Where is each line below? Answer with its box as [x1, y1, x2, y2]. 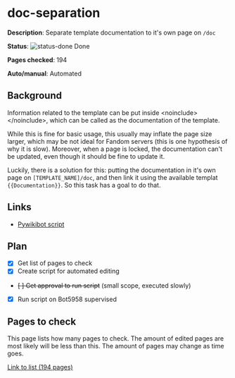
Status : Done [7, 42, 90, 50]
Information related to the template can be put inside [7, 108, 160, 117]
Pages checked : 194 [7, 55, 68, 64]
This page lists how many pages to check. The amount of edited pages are [7, 334, 224, 343]
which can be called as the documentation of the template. [49, 116, 220, 124]
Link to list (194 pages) [7, 363, 73, 372]
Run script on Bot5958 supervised [17, 295, 118, 303]
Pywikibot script [17, 220, 65, 228]
